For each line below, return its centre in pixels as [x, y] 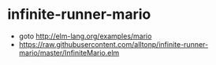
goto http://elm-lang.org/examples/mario [85, 36]
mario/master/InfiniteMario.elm [69, 52]
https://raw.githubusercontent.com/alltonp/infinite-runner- [114, 44]
